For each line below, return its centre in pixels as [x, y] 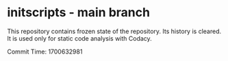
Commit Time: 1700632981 [45, 52]
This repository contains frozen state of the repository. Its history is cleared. [114, 31]
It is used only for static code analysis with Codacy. [79, 38]
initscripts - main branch [79, 13]
